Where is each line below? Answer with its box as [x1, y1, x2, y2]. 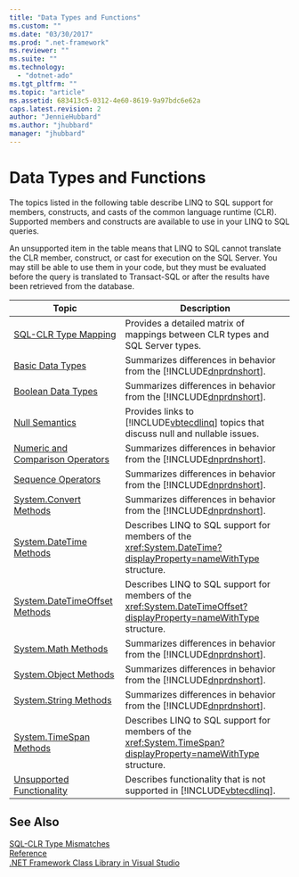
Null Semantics [13, 416, 77, 428]
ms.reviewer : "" [9, 46, 69, 55]
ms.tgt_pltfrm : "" [9, 79, 77, 88]
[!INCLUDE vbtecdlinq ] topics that [125, 416, 265, 428]
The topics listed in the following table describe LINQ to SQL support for [9, 197, 274, 208]
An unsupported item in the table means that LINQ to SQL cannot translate [9, 243, 282, 253]
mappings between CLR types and [125, 327, 270, 340]
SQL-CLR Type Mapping [13, 327, 117, 340]
